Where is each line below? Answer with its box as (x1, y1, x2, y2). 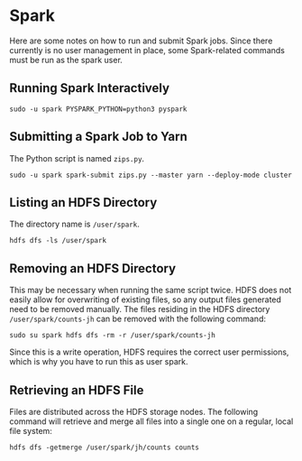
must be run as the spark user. (9, 54, 124, 65)
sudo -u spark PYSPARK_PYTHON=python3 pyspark (9, 105, 188, 114)
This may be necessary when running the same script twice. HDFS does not (9, 285, 292, 296)
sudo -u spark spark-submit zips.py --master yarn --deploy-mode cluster (9, 171, 293, 180)
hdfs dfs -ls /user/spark (9, 236, 106, 245)
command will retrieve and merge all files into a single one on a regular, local (9, 416, 294, 427)
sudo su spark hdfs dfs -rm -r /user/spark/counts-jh (9, 331, 216, 340)
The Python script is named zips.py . (9, 152, 145, 163)
